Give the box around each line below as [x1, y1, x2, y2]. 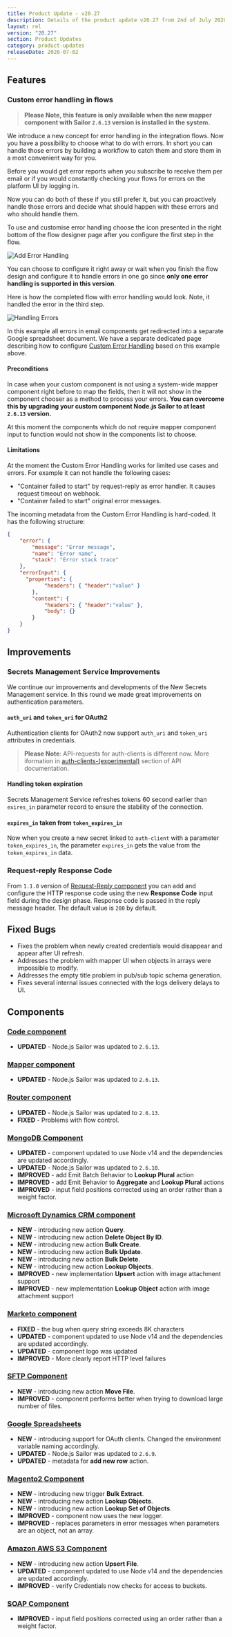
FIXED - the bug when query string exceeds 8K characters [17, 1325, 184, 1333]
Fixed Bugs [7, 924, 57, 935]
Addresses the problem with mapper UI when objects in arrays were [17, 957, 211, 965]
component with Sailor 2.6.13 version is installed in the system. [23, 118, 211, 127]
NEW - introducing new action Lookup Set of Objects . [17, 1504, 172, 1513]
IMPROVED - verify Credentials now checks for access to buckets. [17, 1581, 207, 1590]
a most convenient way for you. [7, 153, 97, 162]
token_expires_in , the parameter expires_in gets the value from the [7, 841, 201, 850]
